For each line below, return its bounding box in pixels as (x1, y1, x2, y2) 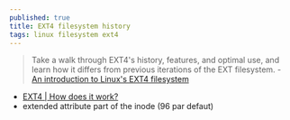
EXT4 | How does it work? (22, 91, 119, 102)
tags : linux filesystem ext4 (9, 30, 119, 39)
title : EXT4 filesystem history (9, 22, 131, 31)
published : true (9, 13, 70, 23)
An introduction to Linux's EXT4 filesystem (31, 74, 189, 85)
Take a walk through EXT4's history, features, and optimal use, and (31, 55, 280, 66)
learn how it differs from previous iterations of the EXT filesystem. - (31, 64, 282, 75)
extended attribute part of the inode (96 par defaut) (22, 101, 214, 112)
